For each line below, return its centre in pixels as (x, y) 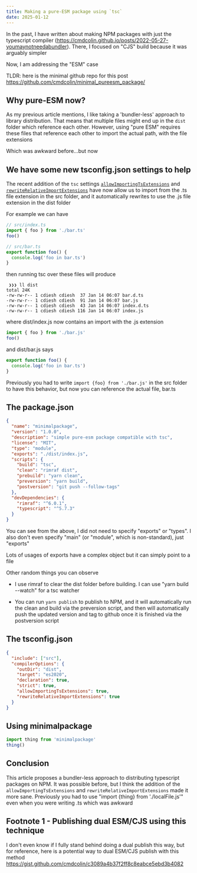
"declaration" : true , (43, 680)
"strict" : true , (37, 686)
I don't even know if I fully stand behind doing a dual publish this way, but (95, 845)
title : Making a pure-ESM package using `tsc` (64, 12)
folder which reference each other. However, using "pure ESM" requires (93, 127)
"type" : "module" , (34, 448)
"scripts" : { (27, 459)
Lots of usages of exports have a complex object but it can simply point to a (98, 555)
